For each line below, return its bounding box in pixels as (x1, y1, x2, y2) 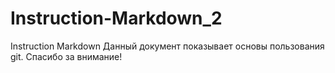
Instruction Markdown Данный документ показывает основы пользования (10, 40, 325, 52)
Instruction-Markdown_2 (10, 7, 223, 30)
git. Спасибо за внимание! (10, 50, 123, 62)
